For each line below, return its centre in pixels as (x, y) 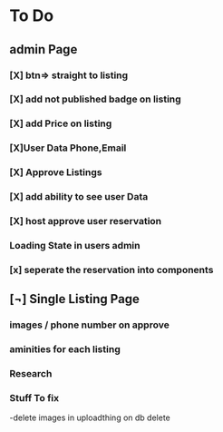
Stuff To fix (34, 398)
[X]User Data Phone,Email (68, 148)
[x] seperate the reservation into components (111, 270)
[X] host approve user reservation (86, 221)
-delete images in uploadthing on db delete (90, 417)
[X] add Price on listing (61, 123)
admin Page (44, 49)
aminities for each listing (65, 349)
